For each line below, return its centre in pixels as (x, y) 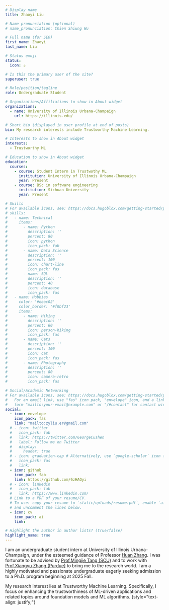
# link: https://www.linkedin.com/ (49, 494)
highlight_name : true (28, 536)
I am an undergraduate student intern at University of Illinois (67, 550)
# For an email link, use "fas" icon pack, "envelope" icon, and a (80, 400)
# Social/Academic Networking (37, 391)
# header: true (30, 451)
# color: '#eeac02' (30, 302)
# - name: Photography (36, 363)
